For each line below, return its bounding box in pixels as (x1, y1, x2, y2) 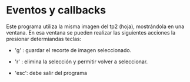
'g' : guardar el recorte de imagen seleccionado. (14, 46, 132, 53)
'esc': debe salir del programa (14, 69, 87, 76)
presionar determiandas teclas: (6, 35, 81, 42)
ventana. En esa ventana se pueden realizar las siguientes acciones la (6, 29, 176, 36)
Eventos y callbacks (6, 4, 106, 17)
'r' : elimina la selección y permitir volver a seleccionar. (14, 58, 148, 65)
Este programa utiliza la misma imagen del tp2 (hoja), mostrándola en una (6, 23, 185, 30)
